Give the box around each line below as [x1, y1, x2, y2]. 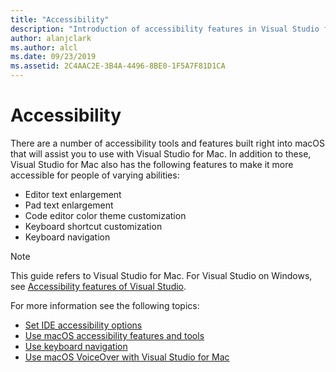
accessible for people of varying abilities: [10, 169, 180, 181]
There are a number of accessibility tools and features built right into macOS [10, 137, 325, 149]
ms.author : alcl [10, 42, 78, 53]
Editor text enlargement [24, 188, 122, 200]
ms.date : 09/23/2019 [10, 52, 97, 62]
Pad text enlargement [24, 199, 114, 211]
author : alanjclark [10, 33, 92, 43]
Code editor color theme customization [24, 209, 187, 221]
